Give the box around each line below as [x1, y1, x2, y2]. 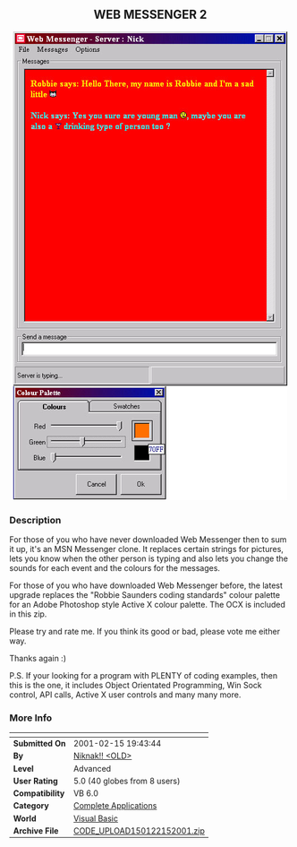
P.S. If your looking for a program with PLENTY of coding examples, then [9, 670, 278, 681]
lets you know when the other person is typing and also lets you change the [9, 553, 289, 564]
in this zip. [9, 609, 47, 619]
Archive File [13, 825, 59, 836]
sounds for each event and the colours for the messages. [9, 563, 221, 574]
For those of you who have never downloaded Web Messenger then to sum [9, 534, 287, 545]
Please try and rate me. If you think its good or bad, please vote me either [9, 627, 280, 637]
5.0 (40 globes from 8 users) [72, 775, 181, 786]
